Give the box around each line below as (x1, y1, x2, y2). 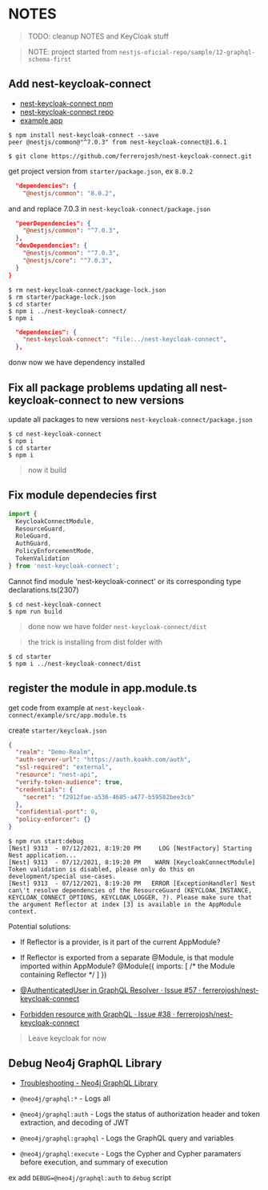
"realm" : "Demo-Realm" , (15, 748, 94, 757)
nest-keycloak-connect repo (19, 107, 114, 116)
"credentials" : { (15, 786, 74, 794)
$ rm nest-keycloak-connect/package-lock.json (8, 286, 166, 294)
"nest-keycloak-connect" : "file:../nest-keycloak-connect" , (22, 335, 227, 343)
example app (19, 116, 63, 125)
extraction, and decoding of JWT (19, 1117, 130, 1127)
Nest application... (8, 851, 78, 859)
